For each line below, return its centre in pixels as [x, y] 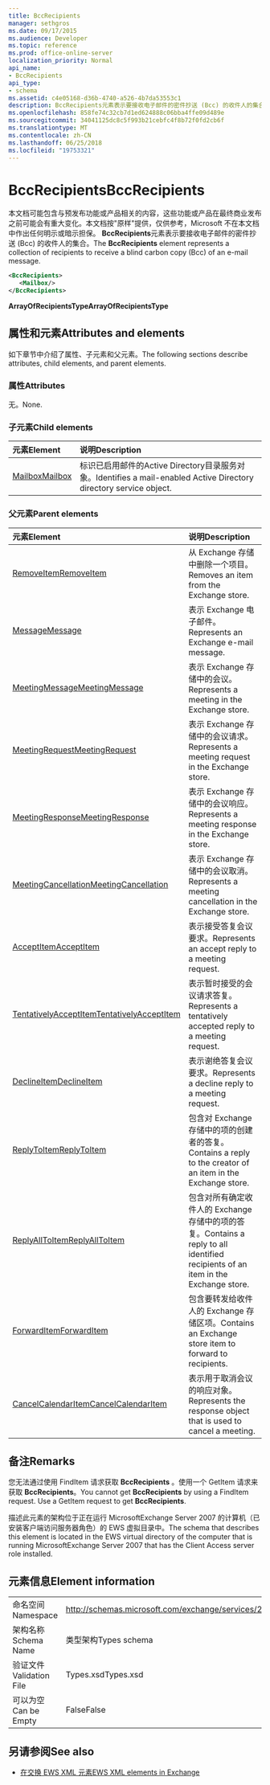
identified [206, 1254]
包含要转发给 [213, 1299]
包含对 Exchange [220, 1118]
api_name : [25, 68]
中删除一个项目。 [221, 564]
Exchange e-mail [221, 642]
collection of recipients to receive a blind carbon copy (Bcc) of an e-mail [128, 252]
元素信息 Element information [82, 1581]
